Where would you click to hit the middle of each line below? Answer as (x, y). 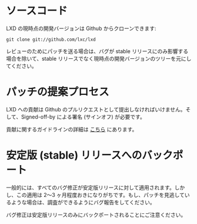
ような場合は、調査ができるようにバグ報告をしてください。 (83, 202)
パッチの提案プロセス (58, 92)
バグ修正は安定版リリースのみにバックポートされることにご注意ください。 (96, 215)
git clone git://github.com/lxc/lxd (51, 39)
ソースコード (37, 11)
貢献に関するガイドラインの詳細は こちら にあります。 (72, 129)
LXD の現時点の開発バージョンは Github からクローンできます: (81, 28)
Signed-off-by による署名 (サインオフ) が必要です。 (83, 117)
